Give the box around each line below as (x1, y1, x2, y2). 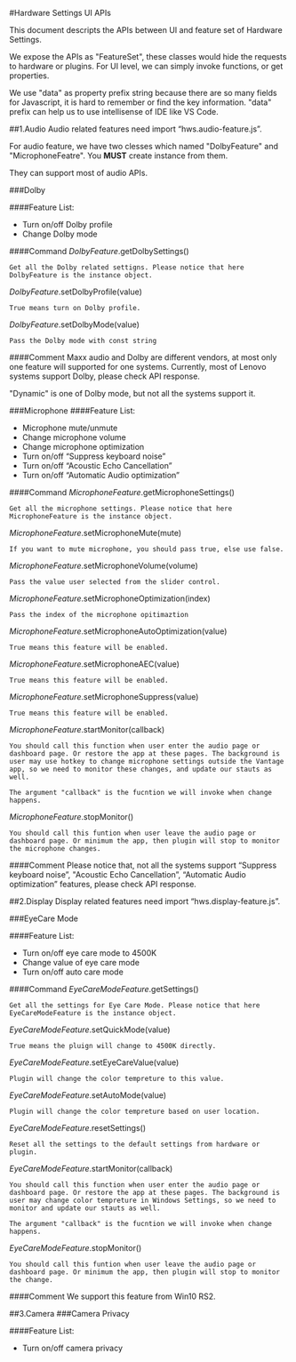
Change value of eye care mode (21, 957, 140, 967)
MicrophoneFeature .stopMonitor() (9, 812, 134, 821)
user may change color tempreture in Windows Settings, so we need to (9, 1196, 276, 1205)
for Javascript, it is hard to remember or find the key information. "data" (9, 97, 272, 108)
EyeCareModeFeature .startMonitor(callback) (9, 1164, 173, 1174)
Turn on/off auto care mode (21, 966, 124, 977)
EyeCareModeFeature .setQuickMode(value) (9, 1024, 171, 1035)
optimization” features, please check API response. (9, 879, 197, 889)
